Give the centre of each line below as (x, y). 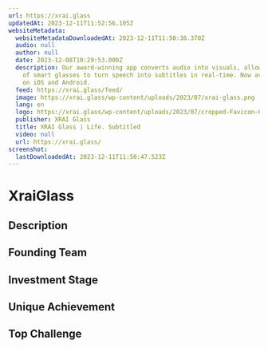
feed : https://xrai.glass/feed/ (69, 90)
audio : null (35, 45)
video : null (35, 134)
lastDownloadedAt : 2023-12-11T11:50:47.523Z (91, 156)
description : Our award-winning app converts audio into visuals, (128, 68)
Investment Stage (53, 280)
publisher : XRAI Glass (53, 120)
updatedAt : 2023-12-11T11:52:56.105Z (71, 23)
